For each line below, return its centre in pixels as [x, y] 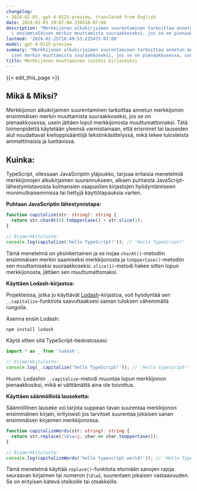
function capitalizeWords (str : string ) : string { [68, 431]
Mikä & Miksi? [32, 96]
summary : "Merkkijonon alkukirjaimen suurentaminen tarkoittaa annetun [95, 50]
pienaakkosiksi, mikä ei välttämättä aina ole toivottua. [70, 385]
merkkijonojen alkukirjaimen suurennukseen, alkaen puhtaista [81, 181]
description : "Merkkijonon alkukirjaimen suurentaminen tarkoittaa [90, 28]
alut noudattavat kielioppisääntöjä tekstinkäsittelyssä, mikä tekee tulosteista [97, 135]
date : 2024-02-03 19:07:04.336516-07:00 [56, 22]
